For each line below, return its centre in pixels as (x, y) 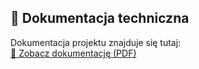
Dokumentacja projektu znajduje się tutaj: (96, 42)
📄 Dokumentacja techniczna (100, 18)
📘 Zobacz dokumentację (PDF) (73, 53)
